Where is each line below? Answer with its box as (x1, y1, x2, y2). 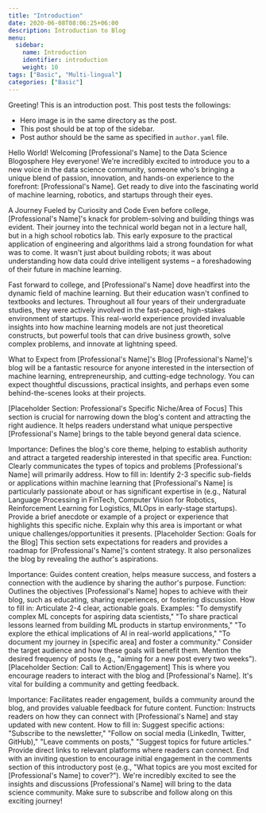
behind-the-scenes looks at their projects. (8, 388, 147, 397)
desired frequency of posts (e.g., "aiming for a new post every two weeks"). (8, 653, 257, 664)
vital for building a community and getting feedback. (8, 679, 179, 688)
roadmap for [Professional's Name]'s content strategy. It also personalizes (8, 545, 252, 555)
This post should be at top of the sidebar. (19, 124, 155, 134)
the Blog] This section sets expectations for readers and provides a (8, 537, 229, 547)
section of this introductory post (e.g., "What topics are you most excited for (8, 762, 258, 772)
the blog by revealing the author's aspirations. (8, 554, 159, 563)
